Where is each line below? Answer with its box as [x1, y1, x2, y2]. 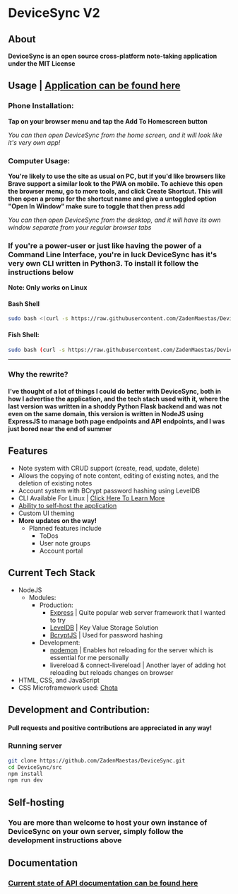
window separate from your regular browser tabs [8, 223, 152, 231]
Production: [39, 601, 73, 609]
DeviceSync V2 [8, 5, 101, 21]
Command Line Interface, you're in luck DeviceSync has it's [8, 249, 218, 259]
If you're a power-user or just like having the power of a [8, 240, 202, 250]
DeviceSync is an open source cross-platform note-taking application [8, 52, 218, 60]
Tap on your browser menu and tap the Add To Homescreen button [8, 117, 208, 125]
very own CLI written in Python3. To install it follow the [8, 258, 199, 268]
